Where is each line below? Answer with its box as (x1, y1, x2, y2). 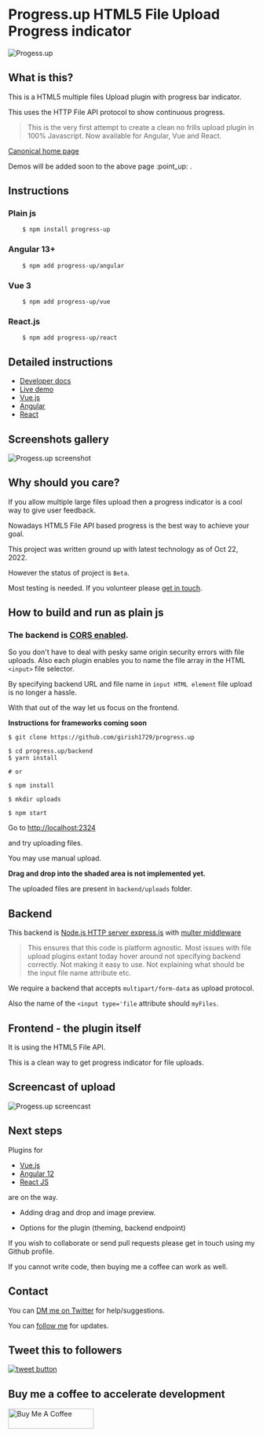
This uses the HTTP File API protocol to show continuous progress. (8, 107, 225, 117)
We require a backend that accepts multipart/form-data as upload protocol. (8, 983, 255, 993)
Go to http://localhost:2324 (8, 823, 97, 832)
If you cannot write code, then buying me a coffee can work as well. (8, 1261, 228, 1271)
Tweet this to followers (8, 1343, 122, 1357)
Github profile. (8, 1246, 55, 1256)
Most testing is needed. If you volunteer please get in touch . (8, 583, 203, 592)
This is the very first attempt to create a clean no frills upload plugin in (27, 122, 254, 131)
